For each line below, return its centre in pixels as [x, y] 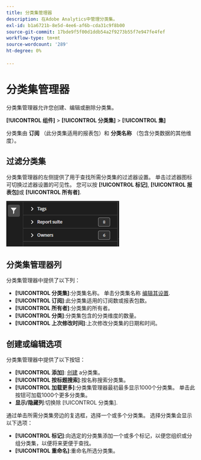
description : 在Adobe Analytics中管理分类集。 [62, 19]
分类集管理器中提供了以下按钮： [46, 360]
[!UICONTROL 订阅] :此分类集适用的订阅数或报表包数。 [82, 300]
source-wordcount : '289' [37, 45]
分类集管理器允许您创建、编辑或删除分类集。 [62, 107]
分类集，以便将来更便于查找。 [57, 443]
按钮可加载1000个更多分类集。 [53, 395]
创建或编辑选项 [34, 344]
